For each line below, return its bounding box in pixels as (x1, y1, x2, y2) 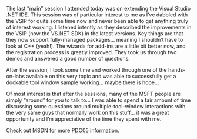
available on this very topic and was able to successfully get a (26, 73, 176, 80)
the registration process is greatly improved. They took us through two (6, 49, 177, 55)
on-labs (6, 73, 25, 80)
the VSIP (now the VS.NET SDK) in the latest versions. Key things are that (6, 30, 183, 37)
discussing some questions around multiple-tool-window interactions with (6, 103, 186, 110)
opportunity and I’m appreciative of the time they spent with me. (6, 115, 162, 123)
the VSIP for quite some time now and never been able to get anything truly (6, 18, 189, 24)
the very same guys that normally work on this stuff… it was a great (6, 109, 169, 116)
